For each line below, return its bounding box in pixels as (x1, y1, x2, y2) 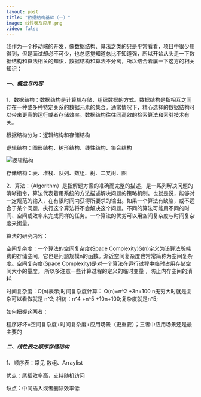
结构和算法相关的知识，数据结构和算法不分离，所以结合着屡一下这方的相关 (11, 57, 195, 65)
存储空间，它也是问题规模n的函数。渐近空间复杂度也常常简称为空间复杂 (16, 253, 193, 260)
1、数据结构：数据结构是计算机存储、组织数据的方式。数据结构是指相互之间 (6, 96, 192, 104)
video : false (6, 25, 39, 32)
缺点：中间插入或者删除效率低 (6, 384, 80, 392)
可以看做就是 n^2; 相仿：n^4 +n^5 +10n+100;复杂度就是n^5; (11, 295, 159, 302)
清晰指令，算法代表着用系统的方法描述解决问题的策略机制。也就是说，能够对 (6, 190, 195, 197)
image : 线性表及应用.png (6, 20, 63, 26)
